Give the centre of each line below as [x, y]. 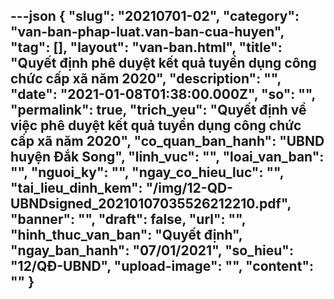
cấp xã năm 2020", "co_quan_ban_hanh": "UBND [167, 141]
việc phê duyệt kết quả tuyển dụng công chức [156, 125]
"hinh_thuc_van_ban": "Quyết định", [126, 235]
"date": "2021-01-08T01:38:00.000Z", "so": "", [163, 94]
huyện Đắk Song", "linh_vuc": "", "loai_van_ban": [167, 157]
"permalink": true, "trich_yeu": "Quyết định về [158, 110]
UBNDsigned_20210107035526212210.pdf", [151, 204]
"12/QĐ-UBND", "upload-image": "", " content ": [162, 266]
